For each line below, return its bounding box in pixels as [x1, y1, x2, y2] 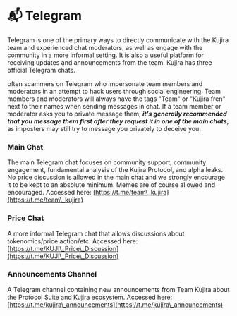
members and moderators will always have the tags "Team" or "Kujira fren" [7, 95, 226, 103]
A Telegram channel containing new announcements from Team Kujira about [7, 285, 230, 293]
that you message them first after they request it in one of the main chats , [7, 116, 229, 126]
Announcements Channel [7, 269, 97, 279]
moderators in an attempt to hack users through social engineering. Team [7, 87, 221, 95]
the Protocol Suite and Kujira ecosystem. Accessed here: [7, 293, 173, 301]
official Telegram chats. [7, 66, 75, 74]
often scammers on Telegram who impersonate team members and [7, 79, 203, 87]
